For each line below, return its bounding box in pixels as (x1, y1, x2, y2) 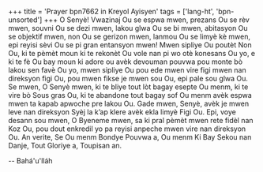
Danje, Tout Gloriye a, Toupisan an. (8, 141, 122, 150)
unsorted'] (8, 15, 43, 24)
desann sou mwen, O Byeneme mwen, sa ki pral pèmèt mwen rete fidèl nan (8, 116, 254, 125)
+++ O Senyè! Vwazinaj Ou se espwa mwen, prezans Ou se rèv (43, 15, 250, 24)
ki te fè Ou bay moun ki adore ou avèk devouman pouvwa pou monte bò (8, 57, 243, 66)
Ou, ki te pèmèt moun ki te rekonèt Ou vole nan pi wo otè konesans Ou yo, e (8, 49, 256, 58)
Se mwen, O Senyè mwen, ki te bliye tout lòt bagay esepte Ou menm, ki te (8, 82, 249, 92)
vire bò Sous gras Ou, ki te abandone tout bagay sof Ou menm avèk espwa (8, 91, 253, 99)
